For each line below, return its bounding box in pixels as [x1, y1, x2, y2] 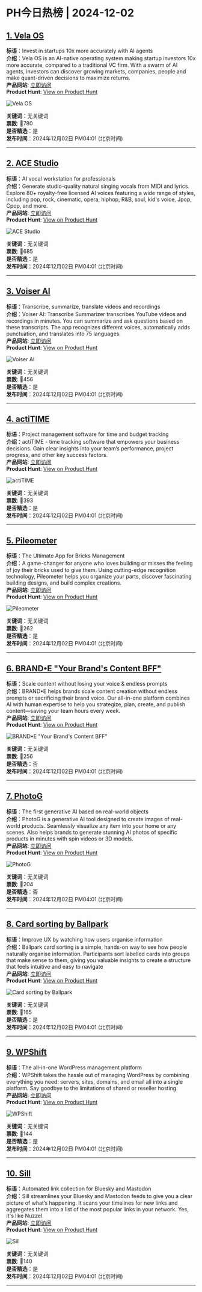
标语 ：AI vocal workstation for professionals [6, 175, 116, 182]
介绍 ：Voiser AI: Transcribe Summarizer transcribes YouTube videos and [6, 310, 186, 317]
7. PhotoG [6, 791, 43, 801]
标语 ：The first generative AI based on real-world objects [6, 808, 149, 815]
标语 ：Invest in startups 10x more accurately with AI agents [6, 47, 153, 54]
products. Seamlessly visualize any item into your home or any [21, 822, 177, 829]
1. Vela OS [6, 30, 44, 40]
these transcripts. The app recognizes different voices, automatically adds [6, 323, 191, 331]
